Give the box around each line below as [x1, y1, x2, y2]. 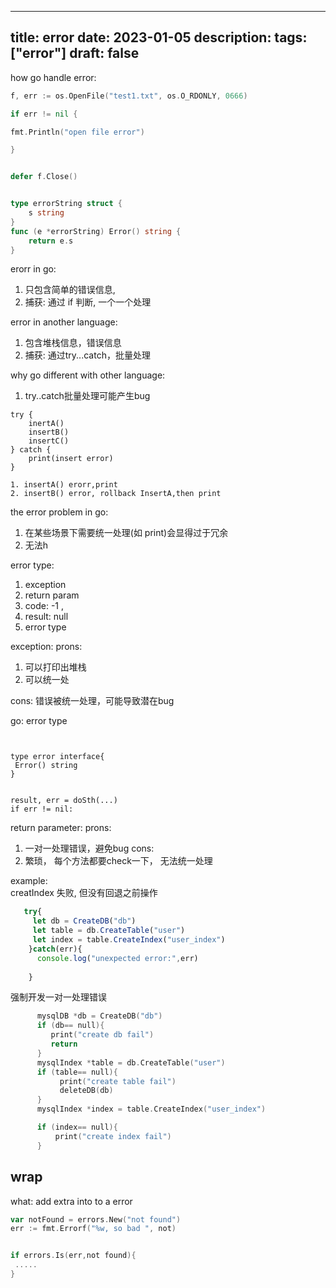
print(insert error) [28, 454, 114, 464]
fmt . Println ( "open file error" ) [10, 127, 145, 137]
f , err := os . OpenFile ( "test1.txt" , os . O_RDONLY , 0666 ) [10, 91, 248, 101]
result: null [24, 611, 69, 623]
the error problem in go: [10, 506, 109, 518]
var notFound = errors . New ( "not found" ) [10, 1214, 182, 1225]
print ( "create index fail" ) [54, 1131, 172, 1141]
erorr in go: [10, 263, 57, 275]
